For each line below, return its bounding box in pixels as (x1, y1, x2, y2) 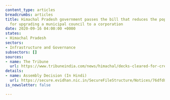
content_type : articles (5, 7, 56, 13)
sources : (5, 54, 24, 60)
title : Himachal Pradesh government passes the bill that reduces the (5, 17, 157, 22)
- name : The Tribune (5, 59, 49, 64)
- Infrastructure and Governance (5, 45, 76, 50)
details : (5, 69, 24, 74)
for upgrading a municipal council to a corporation (10, 21, 123, 27)
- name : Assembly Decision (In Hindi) (5, 73, 87, 78)
